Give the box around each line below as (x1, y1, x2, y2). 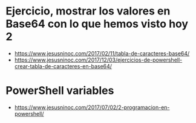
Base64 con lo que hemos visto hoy (5, 17, 189, 31)
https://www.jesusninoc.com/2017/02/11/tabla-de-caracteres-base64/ (14, 49, 190, 57)
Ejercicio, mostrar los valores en (5, 4, 171, 18)
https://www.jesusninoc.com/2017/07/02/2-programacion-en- (14, 104, 170, 111)
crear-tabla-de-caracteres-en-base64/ (14, 62, 113, 70)
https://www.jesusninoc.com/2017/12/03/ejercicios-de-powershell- (14, 56, 183, 63)
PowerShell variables (5, 84, 114, 98)
